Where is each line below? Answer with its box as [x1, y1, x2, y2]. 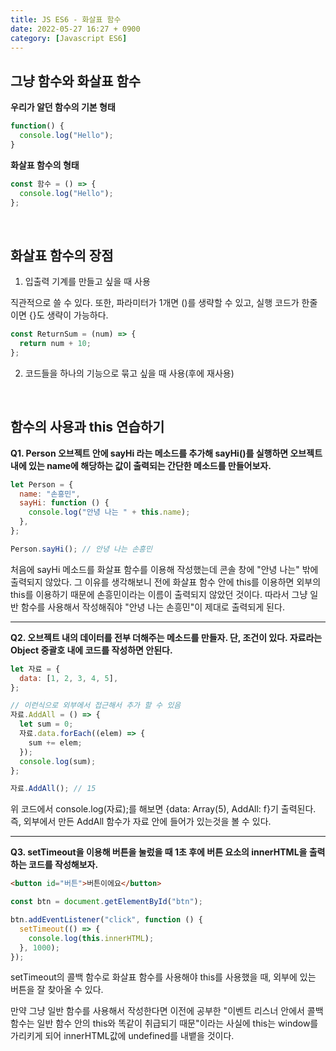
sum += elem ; [28, 737, 83, 748]
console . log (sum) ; [19, 756, 97, 766]
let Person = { [10, 479, 74, 490]
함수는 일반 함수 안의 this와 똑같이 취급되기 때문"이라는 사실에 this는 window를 [10, 1017, 319, 1030]
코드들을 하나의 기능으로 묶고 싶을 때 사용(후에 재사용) [24, 367, 235, 379]
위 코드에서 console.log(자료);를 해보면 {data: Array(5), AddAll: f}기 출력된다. [10, 803, 317, 815]
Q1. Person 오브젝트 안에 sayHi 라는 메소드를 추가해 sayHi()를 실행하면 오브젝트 [10, 447, 323, 459]
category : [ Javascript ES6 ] [10, 33, 128, 43]
